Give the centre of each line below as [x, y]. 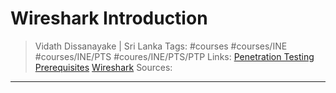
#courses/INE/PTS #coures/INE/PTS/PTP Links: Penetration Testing [174, 56]
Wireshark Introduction [109, 18]
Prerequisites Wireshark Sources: [103, 67]
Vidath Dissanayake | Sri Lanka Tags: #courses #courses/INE [161, 46]
